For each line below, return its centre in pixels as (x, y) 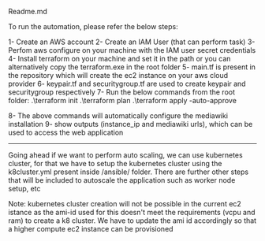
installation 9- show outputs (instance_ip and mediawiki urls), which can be (131, 124)
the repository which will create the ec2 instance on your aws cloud (118, 75)
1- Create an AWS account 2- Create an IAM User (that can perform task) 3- (132, 42)
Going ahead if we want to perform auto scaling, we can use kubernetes (125, 155)
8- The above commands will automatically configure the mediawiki (118, 116)
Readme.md (28, 11)
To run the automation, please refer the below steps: (93, 26)
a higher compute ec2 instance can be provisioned (91, 229)
